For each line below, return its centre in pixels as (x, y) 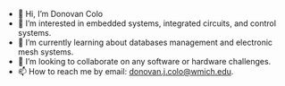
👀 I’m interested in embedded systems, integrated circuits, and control (147, 23)
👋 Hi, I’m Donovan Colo (60, 14)
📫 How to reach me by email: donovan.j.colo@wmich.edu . (126, 71)
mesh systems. (46, 52)
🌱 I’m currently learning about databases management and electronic (145, 42)
